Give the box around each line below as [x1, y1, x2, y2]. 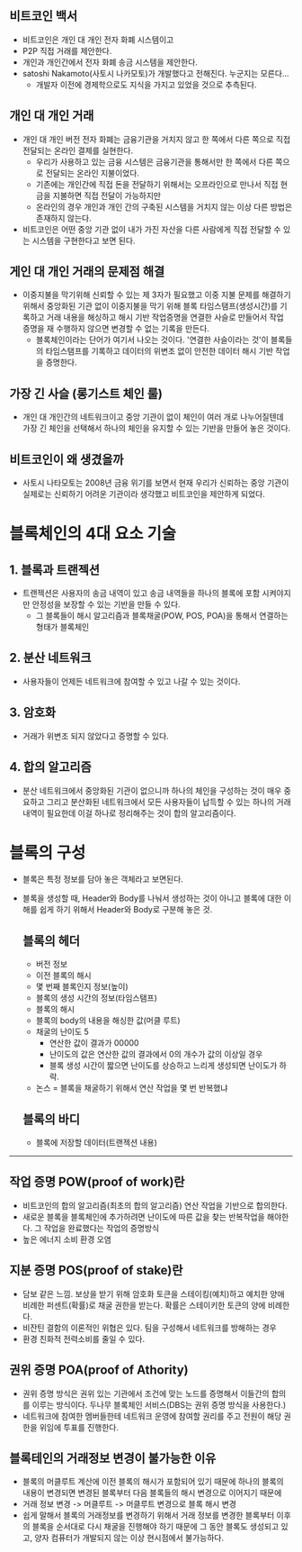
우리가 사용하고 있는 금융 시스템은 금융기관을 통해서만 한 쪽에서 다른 [35, 156, 274, 167]
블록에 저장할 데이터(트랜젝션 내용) [35, 1138, 157, 1148]
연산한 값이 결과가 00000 [49, 1038, 139, 1048]
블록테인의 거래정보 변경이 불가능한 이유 [9, 1450, 217, 1466]
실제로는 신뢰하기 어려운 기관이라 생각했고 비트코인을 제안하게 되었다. [22, 489, 265, 500]
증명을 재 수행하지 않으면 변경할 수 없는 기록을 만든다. [22, 323, 209, 334]
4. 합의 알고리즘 [9, 759, 92, 775]
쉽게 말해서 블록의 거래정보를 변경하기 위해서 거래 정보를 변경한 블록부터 [22, 1510, 275, 1520]
